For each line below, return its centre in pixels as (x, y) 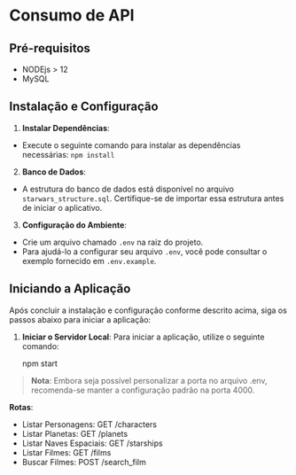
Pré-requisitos (50, 48)
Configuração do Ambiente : (74, 225)
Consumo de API (72, 16)
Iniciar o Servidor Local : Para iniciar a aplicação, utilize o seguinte (143, 337)
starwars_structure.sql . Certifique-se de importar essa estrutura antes (153, 198)
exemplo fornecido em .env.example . (89, 261)
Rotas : (21, 407)
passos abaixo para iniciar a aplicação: (80, 319)
